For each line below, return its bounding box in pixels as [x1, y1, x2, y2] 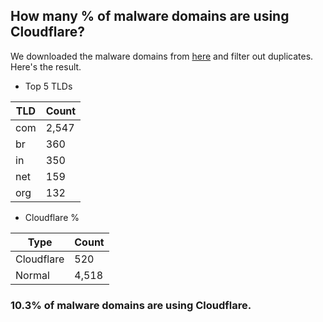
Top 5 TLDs [24, 80, 73, 92]
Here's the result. [10, 60, 82, 73]
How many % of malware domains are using [10, 8, 290, 25]
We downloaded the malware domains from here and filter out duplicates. [10, 50, 314, 62]
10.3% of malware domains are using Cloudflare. [10, 298, 252, 312]
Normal [15, 268, 50, 282]
